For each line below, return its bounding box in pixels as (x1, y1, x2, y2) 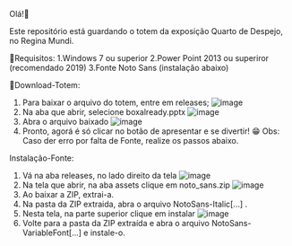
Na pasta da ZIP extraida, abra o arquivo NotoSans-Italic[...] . (21, 198, 248, 209)
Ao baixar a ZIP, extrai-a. (21, 189, 115, 199)
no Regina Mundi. (9, 36, 74, 46)
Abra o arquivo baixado (21, 117, 109, 127)
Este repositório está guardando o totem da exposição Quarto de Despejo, (9, 26, 284, 36)
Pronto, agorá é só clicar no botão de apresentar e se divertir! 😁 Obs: (21, 126, 280, 136)
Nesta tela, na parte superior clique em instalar (21, 208, 195, 219)
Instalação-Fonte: (9, 153, 74, 163)
